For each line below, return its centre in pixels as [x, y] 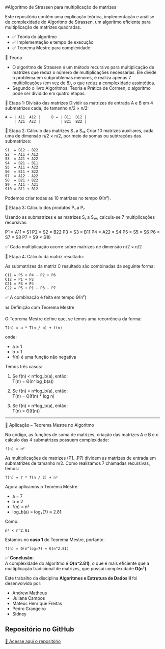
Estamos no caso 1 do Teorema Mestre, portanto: [55, 540]
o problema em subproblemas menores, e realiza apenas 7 [71, 78]
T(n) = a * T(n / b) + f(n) [34, 328]
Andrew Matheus [29, 593]
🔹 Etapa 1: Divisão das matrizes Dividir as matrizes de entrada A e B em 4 [79, 103]
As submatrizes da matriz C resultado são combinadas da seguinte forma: [80, 266]
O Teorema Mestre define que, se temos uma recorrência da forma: [73, 319]
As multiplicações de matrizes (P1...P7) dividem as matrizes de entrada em [81, 458]
